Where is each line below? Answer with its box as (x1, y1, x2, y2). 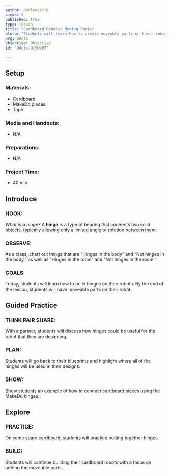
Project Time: (5, 168, 40, 175)
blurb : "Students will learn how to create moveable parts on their (5, 31, 154, 36)
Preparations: (5, 144, 40, 151)
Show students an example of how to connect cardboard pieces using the (5, 388, 160, 394)
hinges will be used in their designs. (5, 363, 80, 369)
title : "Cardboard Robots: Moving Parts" (5, 27, 95, 32)
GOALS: (5, 269, 25, 276)
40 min (12, 180, 28, 186)
